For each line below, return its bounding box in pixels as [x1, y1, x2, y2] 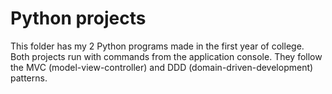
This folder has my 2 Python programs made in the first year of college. [10, 40, 305, 52]
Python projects [10, 7, 147, 30]
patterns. [10, 72, 48, 84]
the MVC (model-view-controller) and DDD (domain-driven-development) [10, 61, 314, 73]
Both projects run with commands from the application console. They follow [10, 50, 323, 62]
